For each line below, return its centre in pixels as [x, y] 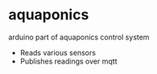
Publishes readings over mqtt [68, 61]
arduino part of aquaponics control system [79, 37]
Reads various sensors [58, 52]
